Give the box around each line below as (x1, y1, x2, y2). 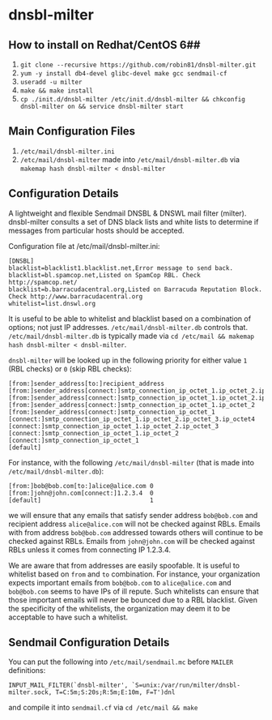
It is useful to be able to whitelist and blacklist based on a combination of (8, 314, 252, 324)
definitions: (8, 666, 46, 675)
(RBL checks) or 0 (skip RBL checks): (8, 363, 132, 374)
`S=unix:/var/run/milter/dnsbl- (131, 681, 241, 690)
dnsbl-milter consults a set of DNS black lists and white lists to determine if (8, 216, 259, 226)
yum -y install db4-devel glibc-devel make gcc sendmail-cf (19, 70, 227, 78)
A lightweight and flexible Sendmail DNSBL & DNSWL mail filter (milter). (8, 208, 247, 218)
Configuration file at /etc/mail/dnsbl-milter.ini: (8, 241, 160, 251)
